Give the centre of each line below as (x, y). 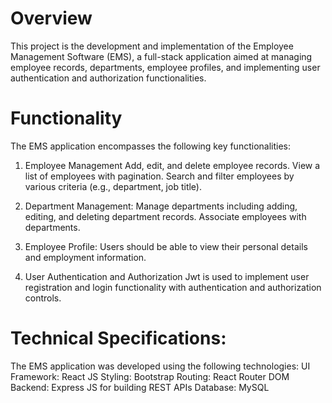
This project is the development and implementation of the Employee (152, 46)
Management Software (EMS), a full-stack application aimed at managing (161, 56)
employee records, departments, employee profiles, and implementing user (165, 67)
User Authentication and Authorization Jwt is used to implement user (167, 276)
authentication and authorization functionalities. (108, 78)
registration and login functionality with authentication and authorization (173, 287)
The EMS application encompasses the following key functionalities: (150, 146)
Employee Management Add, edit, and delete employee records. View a (172, 165)
